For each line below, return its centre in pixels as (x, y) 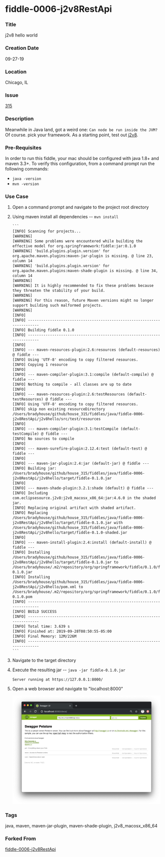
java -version (27, 179)
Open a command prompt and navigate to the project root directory (81, 207)
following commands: (27, 168)
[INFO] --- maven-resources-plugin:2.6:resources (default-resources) (86, 350)
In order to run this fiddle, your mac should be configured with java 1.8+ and (82, 158)
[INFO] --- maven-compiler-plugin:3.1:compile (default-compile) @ (83, 375)
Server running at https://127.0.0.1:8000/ (58, 680)
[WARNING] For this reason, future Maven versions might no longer (83, 301)
